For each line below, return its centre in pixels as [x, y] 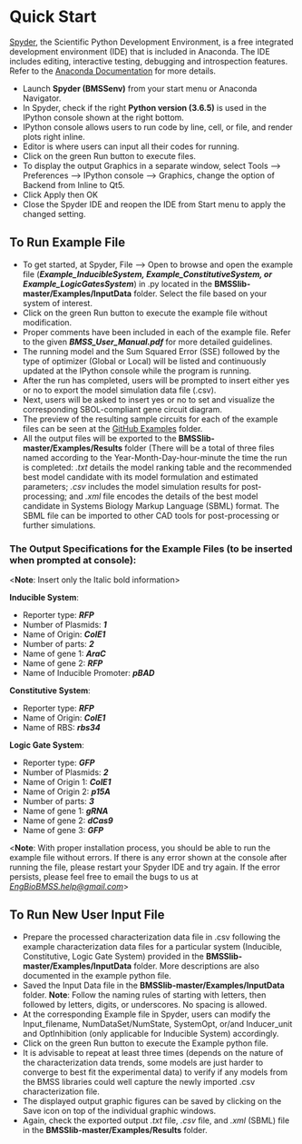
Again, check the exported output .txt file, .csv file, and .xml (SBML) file [156, 1120]
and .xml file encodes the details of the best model [164, 496]
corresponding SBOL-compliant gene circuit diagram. [122, 409]
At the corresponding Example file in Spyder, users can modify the [146, 1014]
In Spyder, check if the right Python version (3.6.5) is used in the [145, 107]
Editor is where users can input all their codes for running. [131, 146]
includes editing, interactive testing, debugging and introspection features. [149, 61]
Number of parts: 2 [58, 644]
